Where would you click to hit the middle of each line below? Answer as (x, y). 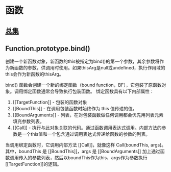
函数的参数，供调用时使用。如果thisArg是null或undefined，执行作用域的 (90, 68)
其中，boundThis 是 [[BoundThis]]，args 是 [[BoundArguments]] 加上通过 (83, 152)
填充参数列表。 (28, 121)
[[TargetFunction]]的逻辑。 (33, 164)
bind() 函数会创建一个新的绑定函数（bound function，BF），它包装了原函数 (83, 85)
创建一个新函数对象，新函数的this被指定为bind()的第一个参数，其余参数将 (82, 61)
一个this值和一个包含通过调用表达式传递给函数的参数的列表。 (86, 134)
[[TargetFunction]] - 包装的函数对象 (50, 102)
